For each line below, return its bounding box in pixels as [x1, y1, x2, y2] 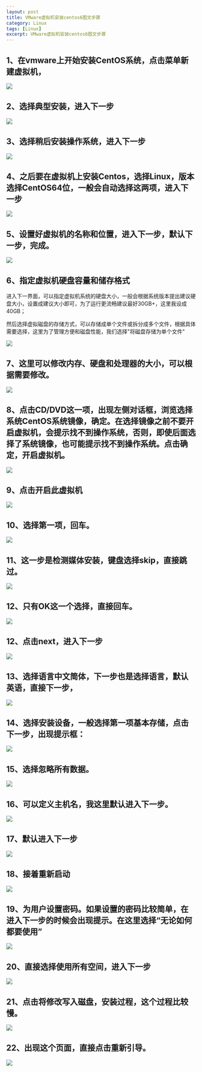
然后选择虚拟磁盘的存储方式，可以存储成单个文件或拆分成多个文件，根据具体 [6, 320, 196, 328]
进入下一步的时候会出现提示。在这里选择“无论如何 [6, 915, 192, 925]
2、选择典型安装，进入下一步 [6, 101, 114, 112]
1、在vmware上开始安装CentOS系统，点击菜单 [6, 55, 182, 65]
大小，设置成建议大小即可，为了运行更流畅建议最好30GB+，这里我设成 [11, 300, 188, 307]
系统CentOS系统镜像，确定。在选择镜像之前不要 [6, 416, 186, 427]
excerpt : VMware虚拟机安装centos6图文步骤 [6, 31, 106, 37]
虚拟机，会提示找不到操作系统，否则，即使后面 [14, 428, 188, 438]
